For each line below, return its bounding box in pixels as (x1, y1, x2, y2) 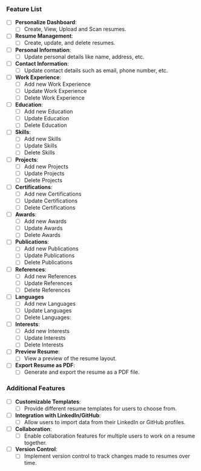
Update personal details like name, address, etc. (24, 53, 145, 60)
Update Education (24, 115, 70, 122)
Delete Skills (24, 149, 56, 156)
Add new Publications (24, 245, 79, 252)
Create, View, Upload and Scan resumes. (24, 26, 127, 33)
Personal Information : (15, 46, 71, 53)
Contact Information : (15, 60, 69, 67)
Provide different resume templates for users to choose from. (24, 405, 177, 412)
